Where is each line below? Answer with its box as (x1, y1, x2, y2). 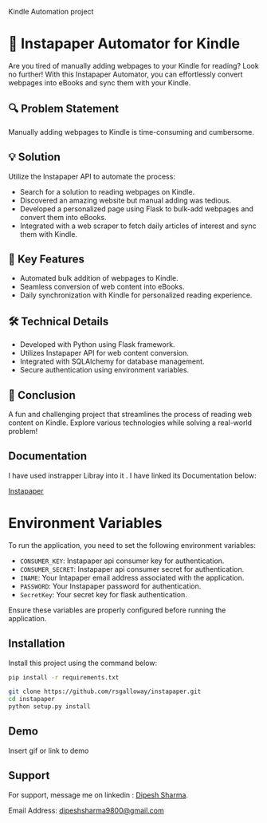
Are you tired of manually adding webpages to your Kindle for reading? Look (8, 61, 259, 70)
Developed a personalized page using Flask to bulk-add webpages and (19, 203, 253, 214)
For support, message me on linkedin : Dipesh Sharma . (8, 790, 189, 800)
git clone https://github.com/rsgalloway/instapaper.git (8, 687, 202, 696)
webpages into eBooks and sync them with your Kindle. (8, 77, 191, 87)
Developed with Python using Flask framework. (19, 340, 175, 349)
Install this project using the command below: (8, 658, 158, 667)
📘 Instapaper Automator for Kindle (8, 35, 241, 53)
